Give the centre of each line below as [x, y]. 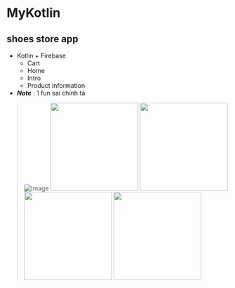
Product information [56, 85]
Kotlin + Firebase [41, 55]
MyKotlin [34, 13]
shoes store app [42, 39]
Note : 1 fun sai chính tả [51, 93]
